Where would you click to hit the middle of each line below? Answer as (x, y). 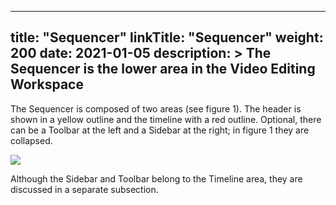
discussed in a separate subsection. (84, 189)
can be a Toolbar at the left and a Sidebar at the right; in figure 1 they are (160, 130)
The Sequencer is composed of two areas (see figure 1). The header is (156, 108)
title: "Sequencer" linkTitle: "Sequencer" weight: (167, 37)
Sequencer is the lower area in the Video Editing (163, 69)
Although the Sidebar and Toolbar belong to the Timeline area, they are (156, 178)
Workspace (47, 84)
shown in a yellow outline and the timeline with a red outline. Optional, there (166, 119)
